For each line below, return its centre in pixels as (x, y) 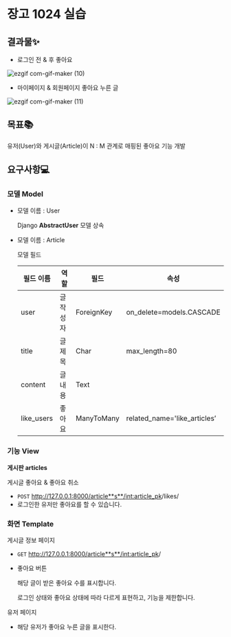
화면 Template (31, 524)
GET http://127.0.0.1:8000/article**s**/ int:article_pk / (89, 554)
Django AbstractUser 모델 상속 (60, 225)
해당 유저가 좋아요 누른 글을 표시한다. (67, 627)
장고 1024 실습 (47, 14)
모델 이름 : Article (41, 239)
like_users (37, 418)
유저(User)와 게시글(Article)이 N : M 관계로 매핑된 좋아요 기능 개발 (96, 146)
